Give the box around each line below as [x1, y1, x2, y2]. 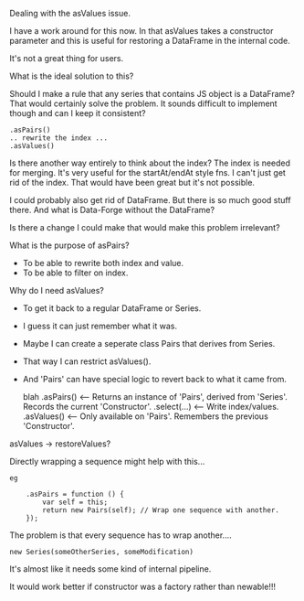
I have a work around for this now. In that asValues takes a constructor [9, 26, 274, 36]
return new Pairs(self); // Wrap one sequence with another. [42, 506, 280, 515]
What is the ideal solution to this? [9, 70, 134, 81]
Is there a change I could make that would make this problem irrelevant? [9, 222, 280, 232]
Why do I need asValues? [9, 285, 105, 295]
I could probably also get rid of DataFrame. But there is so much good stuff [9, 195, 291, 205]
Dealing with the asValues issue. [9, 8, 131, 18]
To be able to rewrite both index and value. [22, 258, 184, 268]
